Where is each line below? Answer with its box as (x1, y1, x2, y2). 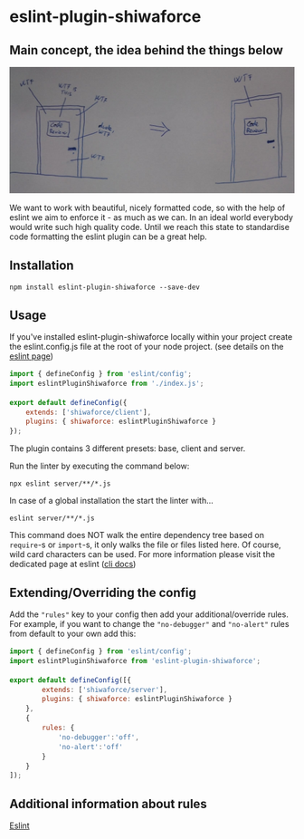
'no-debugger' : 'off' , (57, 732, 140, 742)
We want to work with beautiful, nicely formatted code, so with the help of (9, 202, 286, 214)
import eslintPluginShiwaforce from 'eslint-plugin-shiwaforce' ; (9, 656, 261, 665)
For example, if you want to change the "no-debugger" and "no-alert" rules (9, 619, 290, 630)
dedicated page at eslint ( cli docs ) (9, 559, 137, 570)
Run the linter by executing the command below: (9, 460, 190, 472)
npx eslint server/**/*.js (9, 479, 111, 488)
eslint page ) (9, 351, 54, 362)
